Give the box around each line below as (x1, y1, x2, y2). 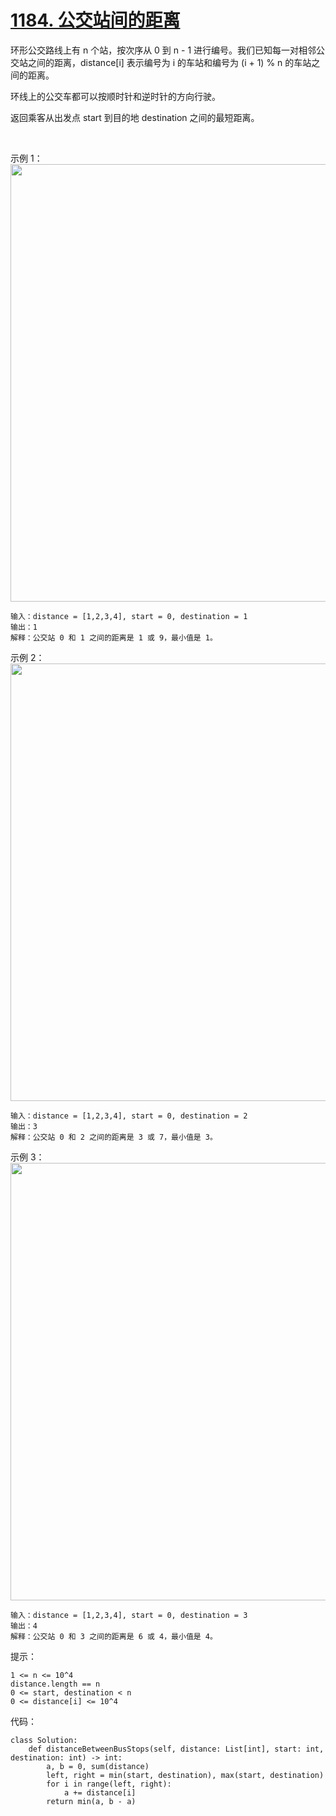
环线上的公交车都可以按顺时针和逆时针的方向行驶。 (10, 90, 221, 102)
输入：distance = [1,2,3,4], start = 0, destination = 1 (10, 611, 248, 621)
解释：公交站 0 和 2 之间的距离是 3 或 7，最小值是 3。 (10, 1132, 218, 1142)
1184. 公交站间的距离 (10, 9, 181, 32)
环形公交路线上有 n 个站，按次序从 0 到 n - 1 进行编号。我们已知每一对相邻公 (10, 44, 326, 56)
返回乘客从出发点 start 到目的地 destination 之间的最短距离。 (10, 111, 260, 123)
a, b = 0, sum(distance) (46, 1761, 150, 1771)
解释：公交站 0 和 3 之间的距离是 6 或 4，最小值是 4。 (10, 1631, 218, 1641)
